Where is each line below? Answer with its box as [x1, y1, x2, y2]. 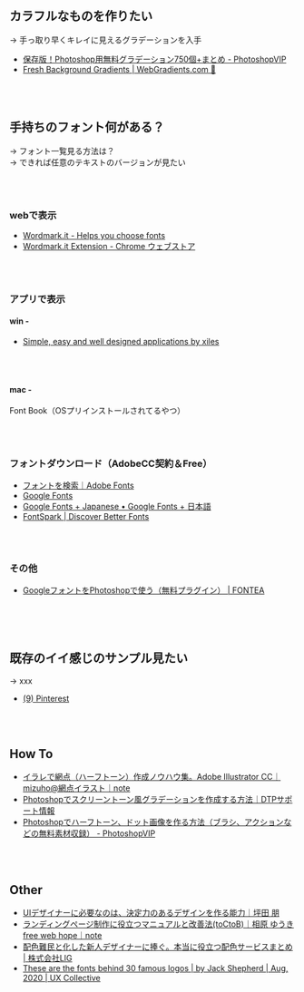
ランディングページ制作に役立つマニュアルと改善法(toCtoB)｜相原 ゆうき [22, 919, 295, 929]
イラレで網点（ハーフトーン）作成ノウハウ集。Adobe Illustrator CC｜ [22, 772, 281, 783]
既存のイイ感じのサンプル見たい [9, 651, 189, 666]
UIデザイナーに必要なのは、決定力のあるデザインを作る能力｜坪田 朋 [22, 908, 279, 919]
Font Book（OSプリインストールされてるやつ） [9, 405, 186, 416]
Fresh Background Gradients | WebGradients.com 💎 [22, 63, 216, 74]
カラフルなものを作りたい [9, 8, 152, 24]
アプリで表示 [9, 293, 66, 306]
